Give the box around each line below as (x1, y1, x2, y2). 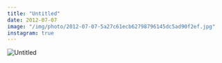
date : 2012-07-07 (7, 17, 58, 24)
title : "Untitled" (7, 10, 60, 17)
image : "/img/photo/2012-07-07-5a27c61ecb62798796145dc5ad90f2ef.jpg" (7, 23, 216, 30)
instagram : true (7, 29, 54, 37)
